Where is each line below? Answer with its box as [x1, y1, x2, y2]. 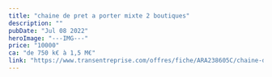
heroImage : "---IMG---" [8, 34, 89, 43]
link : [8, 57, 27, 65]
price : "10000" [8, 42, 60, 50]
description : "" [8, 19, 63, 27]
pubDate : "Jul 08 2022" [8, 26, 89, 34]
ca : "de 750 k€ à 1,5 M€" [8, 49, 96, 57]
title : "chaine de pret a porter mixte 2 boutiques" [8, 11, 190, 20]
